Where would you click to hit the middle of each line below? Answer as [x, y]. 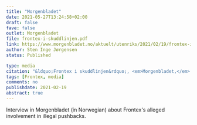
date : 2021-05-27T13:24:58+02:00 [47, 17]
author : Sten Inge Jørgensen [42, 50]
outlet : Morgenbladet [33, 33]
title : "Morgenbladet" [34, 11]
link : [13, 45]
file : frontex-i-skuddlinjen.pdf [47, 39]
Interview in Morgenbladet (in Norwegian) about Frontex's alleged [86, 110]
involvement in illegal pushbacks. [46, 116]
